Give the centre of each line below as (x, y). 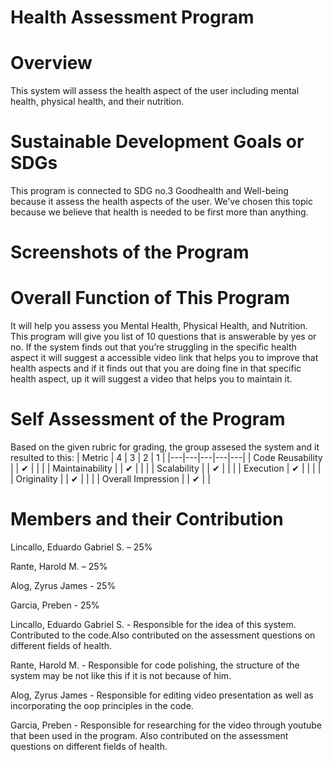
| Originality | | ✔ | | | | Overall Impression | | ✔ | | (110, 479)
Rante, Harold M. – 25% (59, 567)
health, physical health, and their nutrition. (97, 102)
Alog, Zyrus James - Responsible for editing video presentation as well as (162, 695)
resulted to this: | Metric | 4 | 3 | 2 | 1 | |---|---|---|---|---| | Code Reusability (166, 458)
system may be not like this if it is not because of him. (121, 676)
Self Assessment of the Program (148, 419)
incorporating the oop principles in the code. (102, 706)
